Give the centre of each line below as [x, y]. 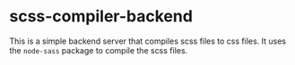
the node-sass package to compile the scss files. [99, 50]
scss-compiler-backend [101, 16]
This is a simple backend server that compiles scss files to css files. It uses [148, 41]
